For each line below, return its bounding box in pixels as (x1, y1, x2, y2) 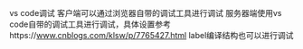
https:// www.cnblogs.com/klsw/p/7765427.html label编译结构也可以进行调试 (9, 30, 294, 40)
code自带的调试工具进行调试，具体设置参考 (9, 19, 172, 29)
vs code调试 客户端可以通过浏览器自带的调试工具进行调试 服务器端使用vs (9, 8, 282, 18)
